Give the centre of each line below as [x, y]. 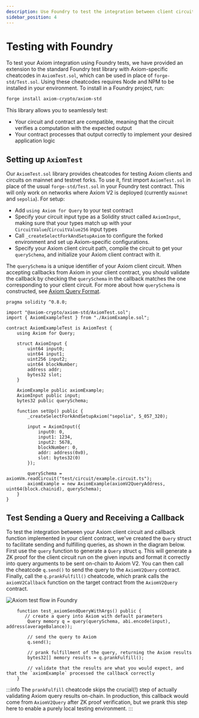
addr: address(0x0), [63, 453]
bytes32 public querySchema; [53, 401]
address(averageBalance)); [39, 627]
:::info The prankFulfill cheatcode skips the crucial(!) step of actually [92, 690]
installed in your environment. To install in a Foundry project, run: [85, 88]
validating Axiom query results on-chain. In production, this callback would [97, 695]
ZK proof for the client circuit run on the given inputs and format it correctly [98, 557]
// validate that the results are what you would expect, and [106, 668]
